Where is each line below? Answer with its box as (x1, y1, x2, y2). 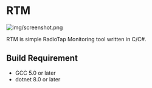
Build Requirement (6, 53, 78, 64)
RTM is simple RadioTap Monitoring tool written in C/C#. (6, 35, 147, 42)
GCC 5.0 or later (15, 69, 56, 76)
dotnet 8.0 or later (15, 75, 61, 83)
